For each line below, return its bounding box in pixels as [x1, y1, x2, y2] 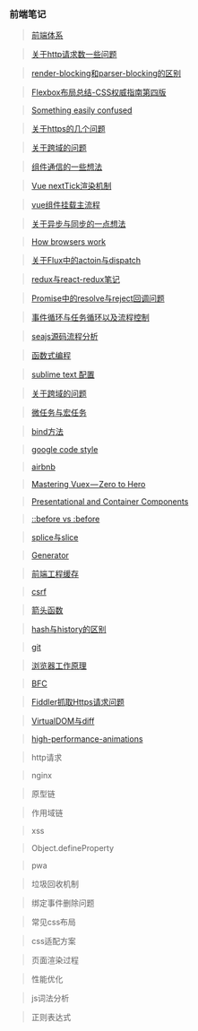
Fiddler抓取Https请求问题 [30, 697, 125, 708]
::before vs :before [30, 513, 100, 525]
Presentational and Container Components [30, 496, 189, 507]
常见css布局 [30, 916, 76, 928]
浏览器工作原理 [30, 660, 87, 671]
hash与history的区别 [30, 624, 107, 635]
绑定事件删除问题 [30, 898, 95, 908]
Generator [30, 550, 70, 561]
